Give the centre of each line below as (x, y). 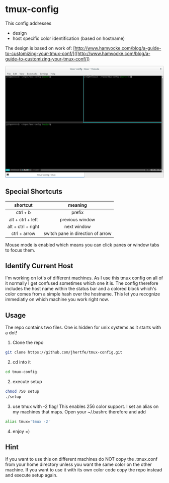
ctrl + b (23, 212)
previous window (77, 219)
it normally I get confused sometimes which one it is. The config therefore (82, 283)
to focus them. (20, 250)
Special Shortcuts (34, 192)
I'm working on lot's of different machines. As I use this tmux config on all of (84, 278)
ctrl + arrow (23, 233)
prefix (77, 212)
